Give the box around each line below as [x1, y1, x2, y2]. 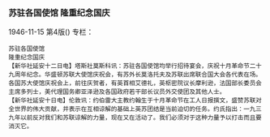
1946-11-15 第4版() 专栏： [8, 27, 94, 37]
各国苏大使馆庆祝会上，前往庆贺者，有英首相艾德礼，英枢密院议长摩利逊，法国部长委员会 [8, 79, 262, 88]
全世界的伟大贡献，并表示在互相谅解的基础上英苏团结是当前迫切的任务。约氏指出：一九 [8, 105, 256, 113]
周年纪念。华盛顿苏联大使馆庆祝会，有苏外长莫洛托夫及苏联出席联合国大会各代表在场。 [14, 71, 262, 79]
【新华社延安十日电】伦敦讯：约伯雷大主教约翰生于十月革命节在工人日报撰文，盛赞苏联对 [8, 96, 262, 105]
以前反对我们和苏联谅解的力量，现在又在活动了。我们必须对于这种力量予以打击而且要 [19, 113, 262, 122]
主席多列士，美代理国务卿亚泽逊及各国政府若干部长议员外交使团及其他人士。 [8, 88, 226, 96]
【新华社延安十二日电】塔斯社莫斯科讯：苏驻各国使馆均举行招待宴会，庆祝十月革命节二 [8, 62, 256, 71]
